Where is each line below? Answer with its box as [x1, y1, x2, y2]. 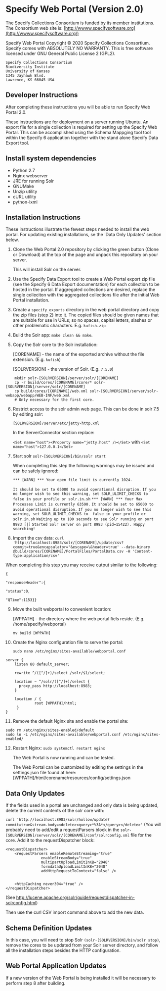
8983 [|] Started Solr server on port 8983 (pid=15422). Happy [12, 522, 145, 527]
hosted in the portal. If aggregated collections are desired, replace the [12, 287, 156, 293]
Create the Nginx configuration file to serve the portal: [12, 640, 123, 645]
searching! [12, 526, 36, 532]
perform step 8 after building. [5, 980, 66, 986]
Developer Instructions [5, 91, 78, 99]
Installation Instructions [5, 213, 81, 221]
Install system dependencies [5, 154, 97, 163]
